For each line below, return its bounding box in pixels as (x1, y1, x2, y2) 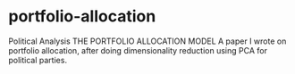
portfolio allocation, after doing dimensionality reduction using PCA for (8, 45, 267, 55)
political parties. (8, 54, 68, 65)
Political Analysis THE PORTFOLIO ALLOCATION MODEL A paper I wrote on (8, 36, 287, 46)
